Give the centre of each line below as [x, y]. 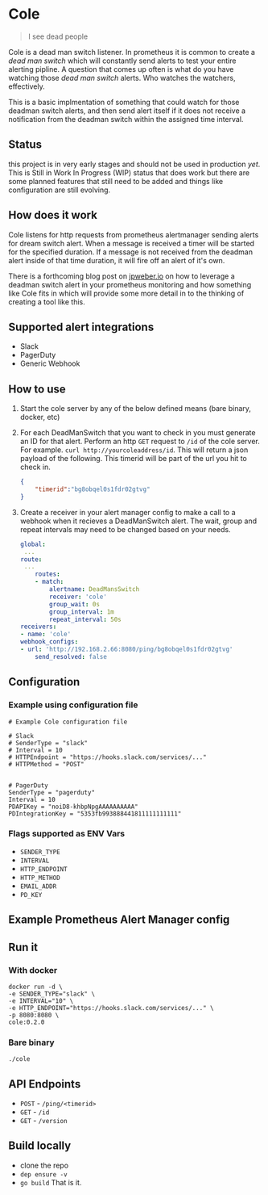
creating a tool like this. [47, 302]
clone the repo [44, 1165]
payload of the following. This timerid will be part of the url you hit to [133, 459]
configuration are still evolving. [60, 190]
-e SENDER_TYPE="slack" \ [52, 994]
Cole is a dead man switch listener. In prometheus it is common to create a [132, 52]
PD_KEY [31, 895]
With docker [33, 970]
